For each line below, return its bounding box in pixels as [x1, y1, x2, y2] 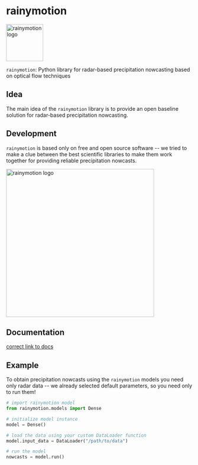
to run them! [6, 389, 36, 396]
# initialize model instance [6, 416, 78, 422]
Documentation [6, 327, 65, 337]
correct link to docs [6, 343, 54, 350]
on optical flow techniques [6, 72, 71, 79]
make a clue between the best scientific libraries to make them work [6, 150, 173, 158]
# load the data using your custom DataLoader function [6, 432, 147, 438]
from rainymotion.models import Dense [6, 406, 102, 412]
